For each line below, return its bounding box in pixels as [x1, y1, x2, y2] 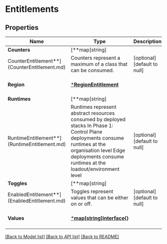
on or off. [70, 200, 92, 207]
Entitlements [5, 3, 59, 15]
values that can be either [70, 194, 129, 201]
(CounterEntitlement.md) [7, 64, 66, 71]
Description [133, 38, 162, 45]
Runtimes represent [70, 103, 117, 110]
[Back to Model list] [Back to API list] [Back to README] [5, 234, 119, 240]
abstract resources [70, 110, 115, 116]
